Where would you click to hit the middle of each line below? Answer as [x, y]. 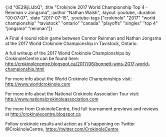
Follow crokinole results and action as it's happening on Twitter [70, 124]
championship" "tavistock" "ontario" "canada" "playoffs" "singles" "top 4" [82, 23]
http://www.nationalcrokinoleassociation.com [52, 99]
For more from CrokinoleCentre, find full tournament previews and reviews [82, 109]
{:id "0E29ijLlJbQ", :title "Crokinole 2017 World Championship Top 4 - [76, 7]
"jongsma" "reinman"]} [29, 28]
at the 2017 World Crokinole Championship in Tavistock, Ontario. [71, 43]
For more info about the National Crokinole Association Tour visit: [72, 94]
